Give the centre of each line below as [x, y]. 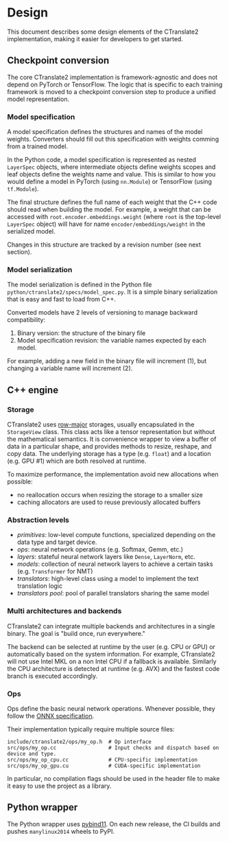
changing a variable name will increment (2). [70, 368]
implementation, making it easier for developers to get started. [95, 38]
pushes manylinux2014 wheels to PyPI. [61, 831]
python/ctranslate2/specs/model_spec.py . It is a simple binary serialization [112, 292]
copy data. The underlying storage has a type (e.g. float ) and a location [109, 454]
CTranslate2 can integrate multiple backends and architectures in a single [111, 626]
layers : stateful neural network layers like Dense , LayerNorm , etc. [106, 557]
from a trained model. [38, 146]
